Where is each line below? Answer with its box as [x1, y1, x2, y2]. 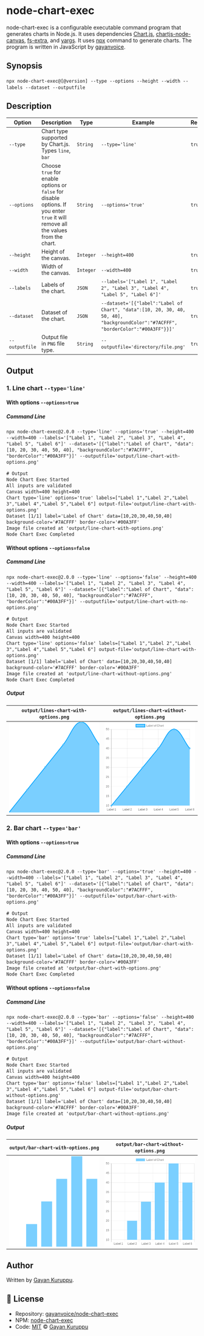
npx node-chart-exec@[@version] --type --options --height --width [6, 78, 181, 84]
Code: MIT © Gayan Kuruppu [15, 1323, 89, 1330]
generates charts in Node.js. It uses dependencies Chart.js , [6, 30, 155, 37]
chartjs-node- [155, 30, 191, 37]
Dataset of [41, 309, 68, 316]
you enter [41, 207, 66, 215]
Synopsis [6, 61, 42, 71]
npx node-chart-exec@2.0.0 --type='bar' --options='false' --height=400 [6, 1014, 194, 1021]
